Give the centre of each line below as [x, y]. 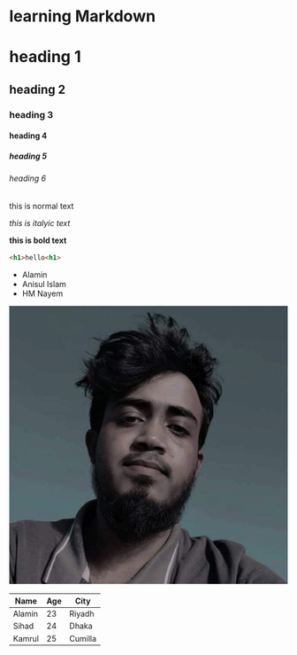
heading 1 [45, 57]
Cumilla [83, 638]
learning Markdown [83, 16]
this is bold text [38, 240]
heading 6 [28, 178]
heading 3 [31, 114]
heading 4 [28, 136]
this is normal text [42, 206]
